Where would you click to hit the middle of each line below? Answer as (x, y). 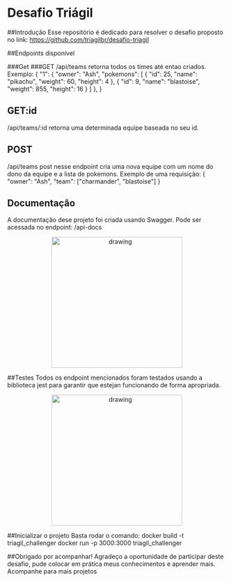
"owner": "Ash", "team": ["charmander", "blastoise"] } (84, 181)
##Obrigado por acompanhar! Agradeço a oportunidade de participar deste (115, 557)
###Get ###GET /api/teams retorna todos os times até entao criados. (107, 66)
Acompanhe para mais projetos (52, 572)
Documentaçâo (41, 203)
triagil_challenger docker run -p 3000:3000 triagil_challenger (95, 543)
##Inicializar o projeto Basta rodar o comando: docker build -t (96, 536)
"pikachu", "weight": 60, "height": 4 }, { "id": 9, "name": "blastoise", (104, 81)
